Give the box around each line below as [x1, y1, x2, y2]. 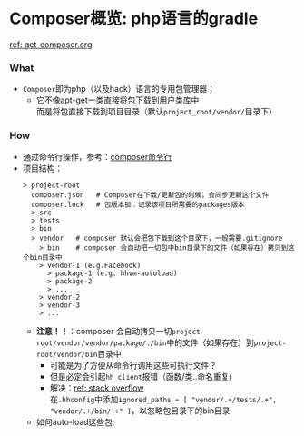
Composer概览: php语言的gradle [9, 8, 259, 29]
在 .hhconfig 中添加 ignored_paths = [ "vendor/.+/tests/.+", [49, 393, 278, 404]
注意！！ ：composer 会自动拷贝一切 [35, 325, 172, 336]
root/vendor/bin [35, 350, 98, 359]
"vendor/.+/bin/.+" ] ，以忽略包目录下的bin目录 [49, 405, 230, 416]
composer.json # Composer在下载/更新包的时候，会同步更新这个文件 [31, 190, 270, 200]
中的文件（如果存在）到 [166, 337, 254, 348]
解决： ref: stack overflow [49, 382, 144, 393]
